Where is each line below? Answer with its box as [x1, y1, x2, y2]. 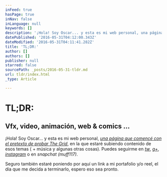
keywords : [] [5, 26, 32, 31]
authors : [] [5, 53, 30, 59]
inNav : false [5, 16, 32, 21]
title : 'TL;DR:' [5, 44, 39, 49]
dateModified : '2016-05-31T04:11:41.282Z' [5, 40, 94, 45]
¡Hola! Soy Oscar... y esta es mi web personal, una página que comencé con [5, 135, 162, 141]
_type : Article [5, 77, 37, 82]
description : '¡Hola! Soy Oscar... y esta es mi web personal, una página [5, 30, 164, 35]
